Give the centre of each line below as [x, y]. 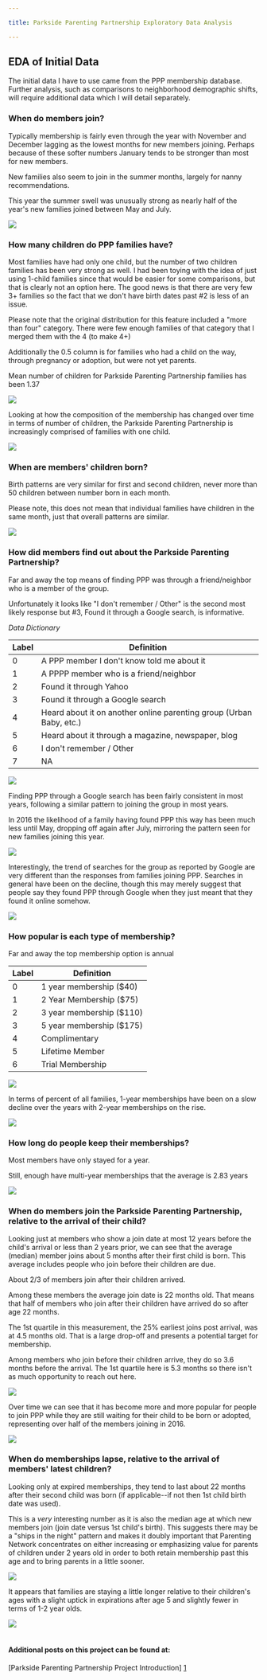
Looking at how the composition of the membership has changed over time [131, 415]
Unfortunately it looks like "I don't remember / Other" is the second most [127, 604]
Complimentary [70, 1038]
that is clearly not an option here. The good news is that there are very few [130, 287]
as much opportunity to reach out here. [72, 1376]
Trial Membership [74, 1064]
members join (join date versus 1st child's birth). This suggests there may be [133, 1527]
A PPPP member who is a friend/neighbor [118, 674]
